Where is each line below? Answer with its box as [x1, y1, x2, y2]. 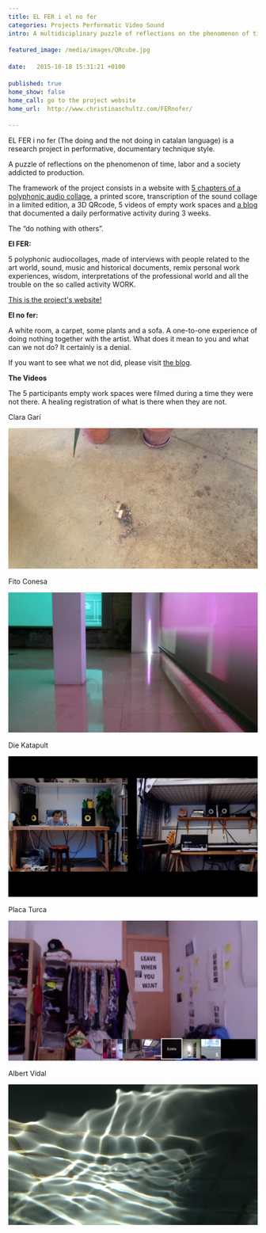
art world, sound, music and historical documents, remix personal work [8, 263, 240, 272]
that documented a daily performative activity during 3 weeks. [8, 208, 211, 218]
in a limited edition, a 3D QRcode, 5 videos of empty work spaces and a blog [8, 200, 258, 210]
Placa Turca [8, 904, 47, 914]
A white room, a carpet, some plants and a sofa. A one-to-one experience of [8, 325, 257, 336]
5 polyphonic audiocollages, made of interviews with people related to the [8, 254, 250, 264]
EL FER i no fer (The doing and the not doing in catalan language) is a [8, 135, 234, 146]
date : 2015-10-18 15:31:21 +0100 [8, 63, 126, 71]
